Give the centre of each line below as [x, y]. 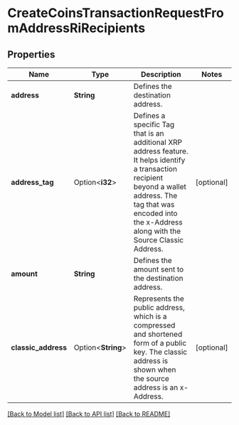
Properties [31, 54]
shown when [155, 370]
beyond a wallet [160, 187]
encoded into [155, 213]
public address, [159, 307]
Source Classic [158, 240]
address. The [155, 195]
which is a [150, 316]
